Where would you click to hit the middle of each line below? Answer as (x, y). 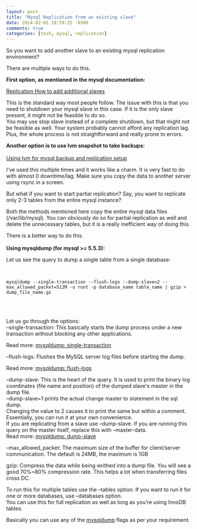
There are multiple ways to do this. (48, 68)
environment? (23, 57)
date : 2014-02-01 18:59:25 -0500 (47, 23)
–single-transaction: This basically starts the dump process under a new (94, 328)
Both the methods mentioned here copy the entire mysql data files (87, 211)
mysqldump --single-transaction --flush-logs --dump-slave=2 (83, 282)
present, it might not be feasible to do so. (56, 116)
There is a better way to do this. (45, 236)
